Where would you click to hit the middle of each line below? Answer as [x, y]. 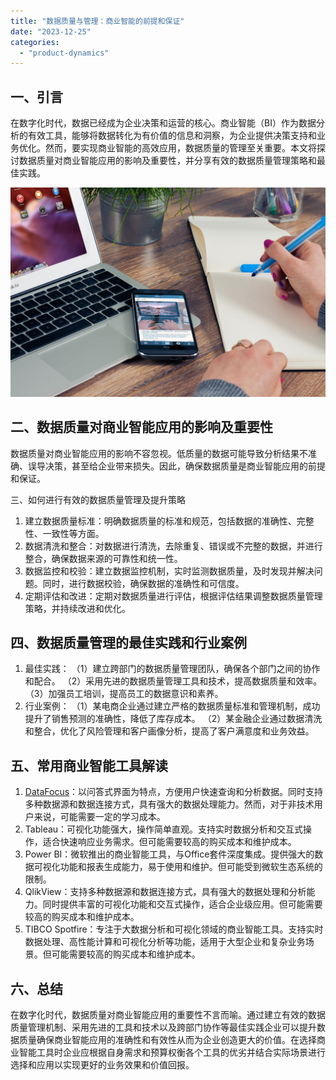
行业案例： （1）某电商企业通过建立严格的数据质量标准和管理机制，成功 [172, 706]
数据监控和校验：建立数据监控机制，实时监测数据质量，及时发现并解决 [169, 571]
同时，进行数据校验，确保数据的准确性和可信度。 [143, 583]
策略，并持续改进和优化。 [77, 608]
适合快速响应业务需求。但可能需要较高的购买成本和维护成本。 [169, 842]
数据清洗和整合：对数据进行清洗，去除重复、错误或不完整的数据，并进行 [173, 546]
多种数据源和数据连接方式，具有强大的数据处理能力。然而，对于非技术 [169, 804]
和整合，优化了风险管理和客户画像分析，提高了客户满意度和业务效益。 [169, 731]
